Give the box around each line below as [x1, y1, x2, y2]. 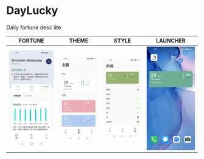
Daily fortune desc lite [6, 24, 61, 31]
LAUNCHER [155, 37, 186, 44]
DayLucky [6, 4, 58, 18]
